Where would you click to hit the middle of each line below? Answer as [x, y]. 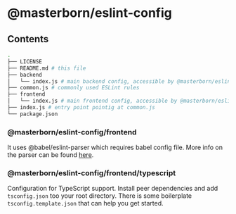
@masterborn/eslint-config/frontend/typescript [92, 172]
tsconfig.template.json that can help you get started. [85, 203]
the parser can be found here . [51, 155]
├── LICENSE [25, 61]
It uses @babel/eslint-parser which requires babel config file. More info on [115, 147]
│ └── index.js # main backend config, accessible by [91, 81]
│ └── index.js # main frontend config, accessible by [92, 101]
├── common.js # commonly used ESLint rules [73, 88]
